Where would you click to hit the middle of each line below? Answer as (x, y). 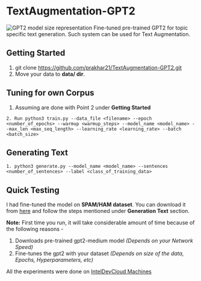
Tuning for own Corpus (50, 93)
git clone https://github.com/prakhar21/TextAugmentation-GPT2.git (98, 67)
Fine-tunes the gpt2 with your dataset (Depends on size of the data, (99, 253)
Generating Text (37, 153)
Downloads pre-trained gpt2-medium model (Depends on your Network (104, 241)
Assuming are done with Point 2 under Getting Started (83, 107)
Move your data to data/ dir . (50, 74)
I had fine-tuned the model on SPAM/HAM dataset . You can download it (96, 205)
